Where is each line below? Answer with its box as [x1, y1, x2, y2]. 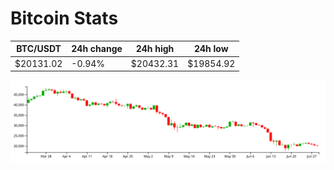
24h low [193, 43, 229, 55]
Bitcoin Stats [10, 7, 119, 30]
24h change [71, 43, 123, 55]
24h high [135, 43, 175, 55]
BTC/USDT [16, 43, 62, 55]
